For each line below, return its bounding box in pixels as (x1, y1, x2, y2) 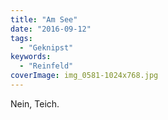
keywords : (10, 52, 52, 62)
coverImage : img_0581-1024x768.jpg (10, 71, 159, 81)
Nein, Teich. (10, 97, 60, 110)
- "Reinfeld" (19, 61, 74, 71)
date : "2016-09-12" (10, 24, 92, 34)
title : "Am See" (10, 14, 78, 25)
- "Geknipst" (19, 42, 74, 53)
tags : (10, 33, 33, 43)
